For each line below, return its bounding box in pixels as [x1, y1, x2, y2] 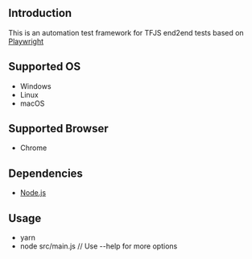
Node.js [19, 188, 47, 198]
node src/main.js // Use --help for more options [19, 241, 178, 251]
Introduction [8, 6, 72, 20]
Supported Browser [8, 122, 109, 136]
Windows [19, 81, 52, 91]
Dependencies [8, 166, 83, 180]
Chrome [19, 143, 48, 152]
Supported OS [8, 60, 81, 73]
